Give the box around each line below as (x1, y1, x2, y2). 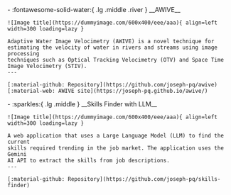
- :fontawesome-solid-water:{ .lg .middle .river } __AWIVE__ (7, 6, 181, 13)
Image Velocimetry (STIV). (7, 62, 87, 69)
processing (7, 50, 40, 57)
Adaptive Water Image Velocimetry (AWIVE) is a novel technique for (7, 38, 215, 45)
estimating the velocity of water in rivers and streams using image (7, 44, 218, 51)
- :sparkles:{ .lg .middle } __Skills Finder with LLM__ (7, 100, 158, 108)
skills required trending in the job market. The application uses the (7, 145, 224, 152)
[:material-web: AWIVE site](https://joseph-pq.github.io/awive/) (7, 87, 208, 94)
